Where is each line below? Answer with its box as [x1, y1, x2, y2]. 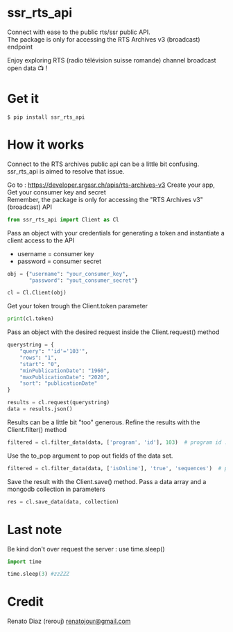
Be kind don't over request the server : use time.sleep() [7, 544, 165, 553]
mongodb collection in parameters [7, 485, 105, 493]
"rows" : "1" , [19, 354, 58, 361]
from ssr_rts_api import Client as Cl [7, 216, 119, 223]
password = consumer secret [17, 257, 102, 265]
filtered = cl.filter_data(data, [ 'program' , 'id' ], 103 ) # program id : [7, 439, 228, 446]
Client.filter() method [7, 425, 67, 433]
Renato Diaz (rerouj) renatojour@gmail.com [7, 617, 131, 626]
